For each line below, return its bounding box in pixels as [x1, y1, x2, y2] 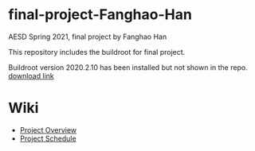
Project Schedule [19, 134, 77, 143]
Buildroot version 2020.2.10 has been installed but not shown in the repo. [8, 62, 249, 72]
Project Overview [19, 125, 77, 134]
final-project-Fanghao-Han [8, 6, 193, 24]
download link [8, 71, 54, 80]
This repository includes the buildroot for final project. [8, 47, 186, 56]
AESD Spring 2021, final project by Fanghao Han [8, 32, 167, 41]
